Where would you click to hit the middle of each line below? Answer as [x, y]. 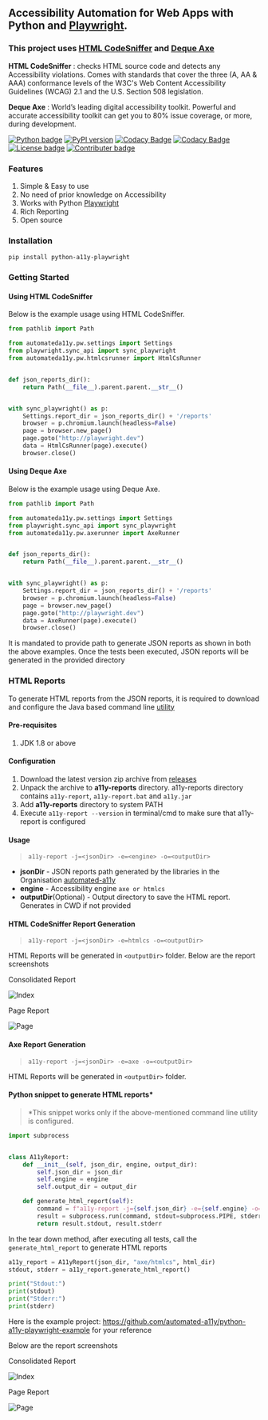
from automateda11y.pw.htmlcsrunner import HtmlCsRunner [105, 358]
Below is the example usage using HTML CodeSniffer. [97, 314]
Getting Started [39, 278]
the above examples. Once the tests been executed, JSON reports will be [128, 652]
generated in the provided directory [67, 660]
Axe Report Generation [47, 1045]
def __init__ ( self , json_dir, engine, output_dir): [110, 1164]
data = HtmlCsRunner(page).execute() [85, 446]
